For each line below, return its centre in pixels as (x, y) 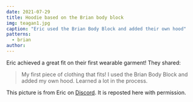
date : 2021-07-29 (28, 12)
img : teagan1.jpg (28, 23)
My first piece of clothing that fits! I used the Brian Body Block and (104, 74)
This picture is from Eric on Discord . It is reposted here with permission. (96, 92)
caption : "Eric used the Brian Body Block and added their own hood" (96, 29)
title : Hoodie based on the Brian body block (65, 18)
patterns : (19, 34)
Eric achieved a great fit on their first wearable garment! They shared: (94, 62)
